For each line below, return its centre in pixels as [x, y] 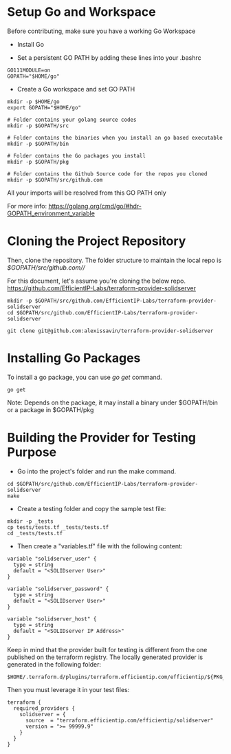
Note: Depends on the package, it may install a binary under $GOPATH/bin [112, 402]
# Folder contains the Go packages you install [77, 155]
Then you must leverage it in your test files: [68, 689]
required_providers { [44, 708]
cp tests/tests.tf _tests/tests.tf [58, 527]
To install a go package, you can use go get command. [85, 377]
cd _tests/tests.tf [35, 533]
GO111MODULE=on [29, 70]
